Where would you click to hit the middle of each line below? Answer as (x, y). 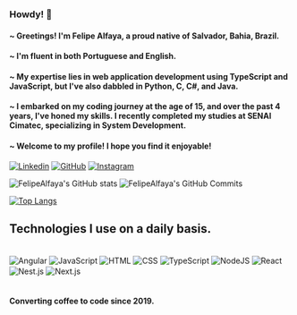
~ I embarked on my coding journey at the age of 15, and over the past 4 (145, 106)
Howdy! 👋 (31, 14)
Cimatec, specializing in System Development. (98, 125)
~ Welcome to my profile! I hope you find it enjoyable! (110, 146)
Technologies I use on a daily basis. (110, 229)
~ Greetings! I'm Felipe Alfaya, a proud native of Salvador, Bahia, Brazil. (144, 36)
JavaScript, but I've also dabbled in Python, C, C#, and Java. (124, 86)
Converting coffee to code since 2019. (82, 301)
